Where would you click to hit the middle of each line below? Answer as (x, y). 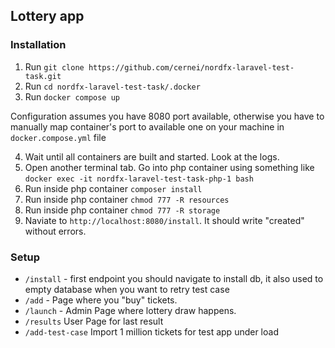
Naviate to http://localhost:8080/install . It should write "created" (164, 220)
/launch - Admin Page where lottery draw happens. (130, 310)
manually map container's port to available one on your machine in (147, 126)
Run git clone (54, 66)
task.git (43, 76)
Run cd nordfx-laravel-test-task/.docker (112, 86)
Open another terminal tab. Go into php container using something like (169, 167)
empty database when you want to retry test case (127, 289)
